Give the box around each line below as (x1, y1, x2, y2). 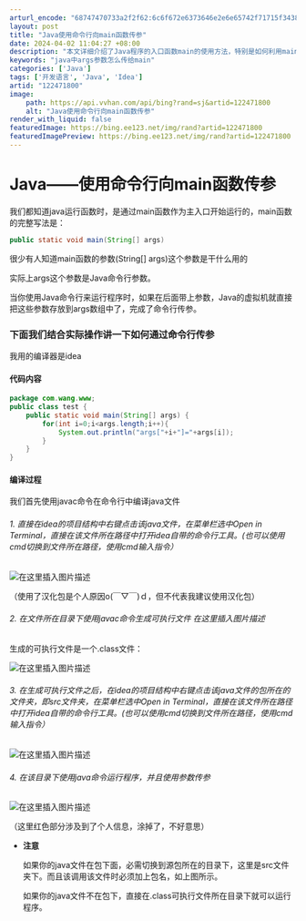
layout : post (9, 22, 59, 31)
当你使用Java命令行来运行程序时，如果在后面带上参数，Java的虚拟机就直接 (9, 292, 293, 302)
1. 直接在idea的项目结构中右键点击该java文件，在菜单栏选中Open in (9, 518, 262, 529)
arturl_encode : (9, 13, 67, 23)
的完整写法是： (9, 217, 66, 228)
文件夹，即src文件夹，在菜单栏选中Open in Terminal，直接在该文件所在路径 (9, 696, 293, 707)
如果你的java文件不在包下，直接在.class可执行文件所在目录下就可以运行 (22, 890, 291, 902)
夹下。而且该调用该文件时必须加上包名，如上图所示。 (22, 871, 223, 882)
